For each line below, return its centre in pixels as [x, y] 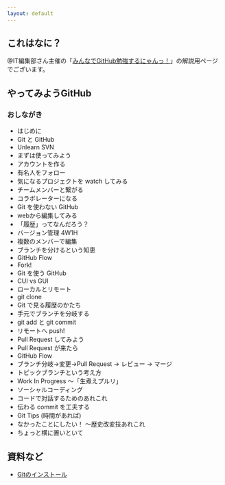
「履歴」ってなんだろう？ [53, 224]
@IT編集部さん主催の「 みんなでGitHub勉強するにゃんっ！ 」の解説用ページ [113, 61]
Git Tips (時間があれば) [49, 416]
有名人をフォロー [41, 173]
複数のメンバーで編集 [47, 241]
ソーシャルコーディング [50, 390]
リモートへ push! [41, 331]
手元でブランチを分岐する [53, 314]
